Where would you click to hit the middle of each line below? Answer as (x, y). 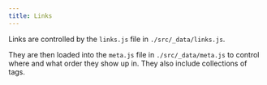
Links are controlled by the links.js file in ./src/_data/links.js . (117, 39)
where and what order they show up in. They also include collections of (128, 63)
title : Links (30, 16)
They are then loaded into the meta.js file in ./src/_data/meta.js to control (134, 54)
